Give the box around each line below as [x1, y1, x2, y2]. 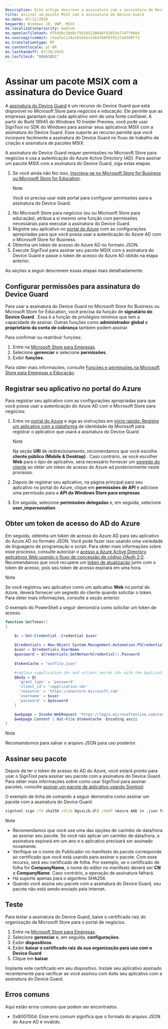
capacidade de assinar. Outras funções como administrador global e [5, 319, 148, 325]
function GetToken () [5, 619, 48, 624]
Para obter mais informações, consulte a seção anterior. [5, 595, 121, 601]
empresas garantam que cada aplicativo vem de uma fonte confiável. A [5, 113, 152, 119]
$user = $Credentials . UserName [14, 647, 79, 652]
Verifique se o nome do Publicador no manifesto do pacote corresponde [12, 848, 162, 854]
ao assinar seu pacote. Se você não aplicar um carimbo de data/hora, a [12, 832, 160, 838]
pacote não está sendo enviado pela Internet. [12, 886, 106, 892]
